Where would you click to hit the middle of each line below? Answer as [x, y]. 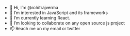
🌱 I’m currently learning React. [40, 18]
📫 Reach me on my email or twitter [45, 28]
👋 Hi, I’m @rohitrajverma [34, 8]
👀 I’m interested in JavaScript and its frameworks [59, 13]
